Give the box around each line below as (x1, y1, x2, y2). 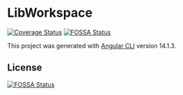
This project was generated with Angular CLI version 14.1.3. (7, 41, 177, 50)
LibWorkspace (7, 5, 93, 21)
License (7, 61, 42, 74)
